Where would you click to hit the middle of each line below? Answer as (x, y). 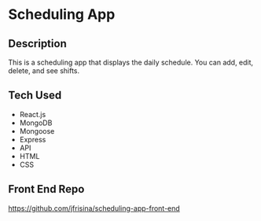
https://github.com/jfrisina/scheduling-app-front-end (94, 208)
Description (37, 44)
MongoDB (36, 123)
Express (33, 139)
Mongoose (37, 131)
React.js (33, 114)
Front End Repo (46, 189)
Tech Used (35, 96)
